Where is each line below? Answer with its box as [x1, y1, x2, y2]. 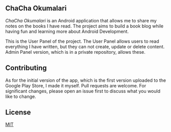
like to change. [5, 93, 37, 100]
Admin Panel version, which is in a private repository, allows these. [5, 49, 145, 55]
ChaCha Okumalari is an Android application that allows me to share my [5, 17, 157, 23]
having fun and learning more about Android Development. [5, 28, 129, 35]
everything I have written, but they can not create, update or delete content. [5, 43, 165, 50]
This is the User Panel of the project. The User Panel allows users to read [5, 38, 159, 44]
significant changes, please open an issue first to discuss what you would [5, 88, 161, 94]
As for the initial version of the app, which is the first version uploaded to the [5, 77, 166, 83]
